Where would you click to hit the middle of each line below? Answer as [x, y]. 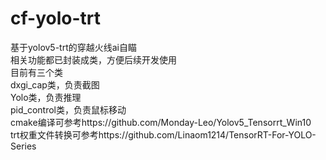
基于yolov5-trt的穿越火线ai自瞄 [74, 47]
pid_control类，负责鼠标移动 [68, 109]
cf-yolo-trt [55, 18]
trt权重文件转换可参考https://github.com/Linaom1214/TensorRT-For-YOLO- [163, 134]
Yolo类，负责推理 [46, 97]
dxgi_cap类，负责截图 [55, 84]
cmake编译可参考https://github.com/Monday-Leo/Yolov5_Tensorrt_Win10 [161, 122]
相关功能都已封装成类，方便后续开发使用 [93, 59]
